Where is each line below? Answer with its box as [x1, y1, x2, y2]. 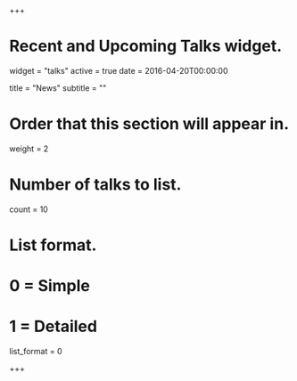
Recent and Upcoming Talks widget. [9, 36, 283, 56]
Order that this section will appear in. [9, 114, 290, 134]
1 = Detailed [9, 317, 98, 336]
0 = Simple [9, 276, 91, 296]
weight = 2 [9, 143, 49, 154]
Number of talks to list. [9, 174, 182, 195]
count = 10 [9, 204, 49, 215]
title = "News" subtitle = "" [9, 82, 107, 93]
